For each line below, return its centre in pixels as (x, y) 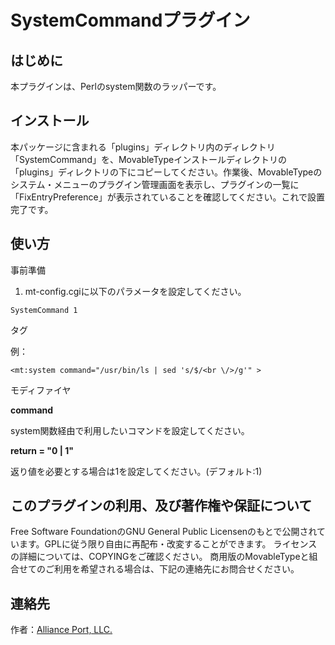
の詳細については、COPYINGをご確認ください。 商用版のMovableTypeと (160, 557)
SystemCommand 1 (44, 310)
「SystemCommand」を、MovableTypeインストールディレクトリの (148, 159)
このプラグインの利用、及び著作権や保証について (161, 506)
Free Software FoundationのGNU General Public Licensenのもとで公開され (164, 532)
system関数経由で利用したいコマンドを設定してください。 (130, 430)
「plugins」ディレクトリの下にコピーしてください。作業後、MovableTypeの (166, 172)
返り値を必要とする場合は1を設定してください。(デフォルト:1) (136, 471)
